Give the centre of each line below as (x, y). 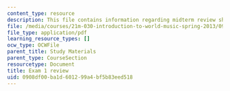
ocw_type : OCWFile (33, 45)
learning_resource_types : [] (49, 39)
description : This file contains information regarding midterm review (111, 20)
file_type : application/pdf (47, 32)
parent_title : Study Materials (52, 52)
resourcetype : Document (41, 64)
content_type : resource (41, 13)
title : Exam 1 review (38, 70)
